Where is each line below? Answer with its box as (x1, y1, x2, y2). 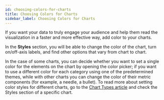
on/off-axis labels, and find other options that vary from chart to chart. (5, 49, 147, 55)
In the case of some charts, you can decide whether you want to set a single (5, 59, 159, 65)
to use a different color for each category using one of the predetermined (5, 69, 153, 75)
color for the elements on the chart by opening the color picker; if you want (5, 64, 157, 69)
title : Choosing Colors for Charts (5, 12, 78, 17)
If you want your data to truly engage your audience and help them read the (5, 30, 158, 35)
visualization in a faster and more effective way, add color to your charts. (5, 34, 152, 40)
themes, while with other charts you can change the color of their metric (5, 74, 151, 80)
